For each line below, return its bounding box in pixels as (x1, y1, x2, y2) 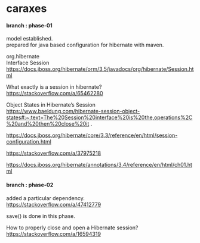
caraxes (6, 2, 47, 15)
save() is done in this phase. (6, 212, 76, 219)
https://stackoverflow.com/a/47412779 (6, 201, 101, 208)
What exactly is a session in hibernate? (6, 83, 102, 91)
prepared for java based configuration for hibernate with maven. (6, 41, 164, 49)
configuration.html (6, 138, 52, 145)
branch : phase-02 (6, 181, 54, 188)
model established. (6, 35, 53, 42)
